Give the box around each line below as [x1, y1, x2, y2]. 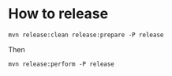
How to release [8, 5, 109, 23]
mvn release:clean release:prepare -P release [8, 31, 164, 39]
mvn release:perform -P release [8, 60, 114, 68]
